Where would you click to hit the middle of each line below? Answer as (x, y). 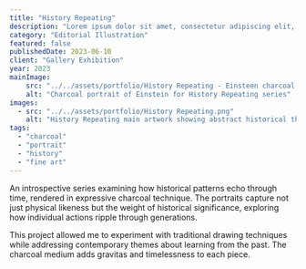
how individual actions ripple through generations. (103, 217)
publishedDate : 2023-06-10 (61, 52)
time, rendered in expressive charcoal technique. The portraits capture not (149, 198)
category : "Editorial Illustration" (79, 35)
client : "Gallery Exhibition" (67, 60)
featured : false (40, 43)
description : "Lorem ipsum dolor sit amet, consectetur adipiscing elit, (153, 26)
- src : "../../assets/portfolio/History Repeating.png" (126, 111)
